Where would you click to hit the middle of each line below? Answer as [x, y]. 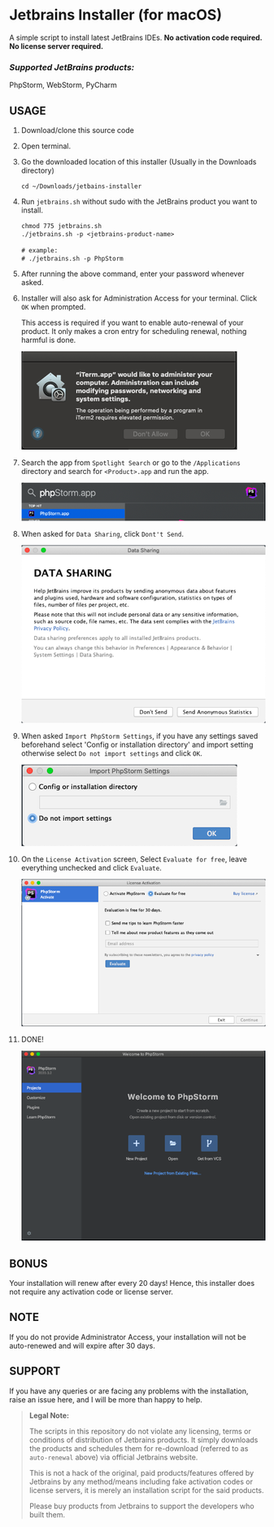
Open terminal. [46, 146]
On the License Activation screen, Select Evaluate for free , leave [134, 859]
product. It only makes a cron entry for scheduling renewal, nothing [134, 331]
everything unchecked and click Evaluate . [91, 868]
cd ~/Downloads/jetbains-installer [81, 186]
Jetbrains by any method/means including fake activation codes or [141, 1481]
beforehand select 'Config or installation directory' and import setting [137, 745]
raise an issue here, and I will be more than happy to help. [106, 1399]
